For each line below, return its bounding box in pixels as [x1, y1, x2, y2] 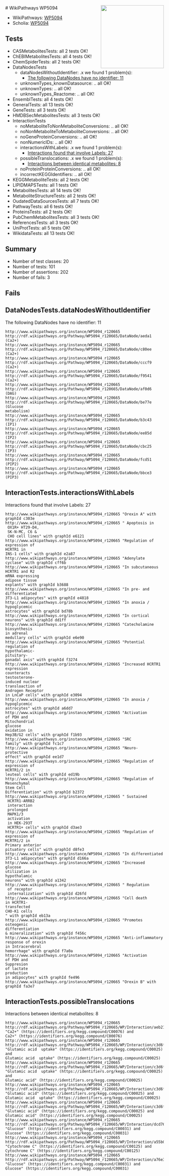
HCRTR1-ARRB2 [7, 798, 35, 803]
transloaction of [5, 683, 42, 689]
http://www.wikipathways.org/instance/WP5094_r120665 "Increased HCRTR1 [5, 662, 161, 667]
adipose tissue [5, 577, 37, 583]
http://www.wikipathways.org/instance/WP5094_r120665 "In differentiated [5, 851, 163, 856]
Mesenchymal [5, 781, 30, 786]
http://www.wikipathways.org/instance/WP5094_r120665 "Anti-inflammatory [5, 935, 163, 940]
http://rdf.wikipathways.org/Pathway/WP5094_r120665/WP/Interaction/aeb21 [5, 1025, 165, 1030]
